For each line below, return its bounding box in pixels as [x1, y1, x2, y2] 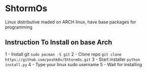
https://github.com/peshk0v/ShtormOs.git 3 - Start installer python [5, 56, 141, 62]
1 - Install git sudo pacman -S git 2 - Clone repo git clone [5, 51, 122, 57]
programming [5, 24, 33, 30]
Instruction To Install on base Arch [5, 38, 112, 47]
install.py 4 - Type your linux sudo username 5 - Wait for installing [5, 61, 142, 67]
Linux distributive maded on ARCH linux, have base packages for [5, 19, 136, 25]
